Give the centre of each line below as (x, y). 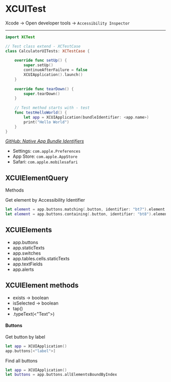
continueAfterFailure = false (55, 70)
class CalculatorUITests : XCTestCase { (48, 51)
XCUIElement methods (42, 285)
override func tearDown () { (44, 89)
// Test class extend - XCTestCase (43, 46)
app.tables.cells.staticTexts (41, 258)
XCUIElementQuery (37, 178)
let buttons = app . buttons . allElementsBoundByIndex (61, 375)
